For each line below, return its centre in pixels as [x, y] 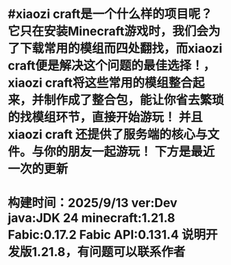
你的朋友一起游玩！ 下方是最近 [130, 152]
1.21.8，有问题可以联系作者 [109, 252]
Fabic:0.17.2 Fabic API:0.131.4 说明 [107, 235]
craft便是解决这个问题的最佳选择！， [112, 66]
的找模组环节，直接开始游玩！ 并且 [105, 117]
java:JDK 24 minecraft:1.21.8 [92, 218]
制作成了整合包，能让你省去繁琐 [134, 100]
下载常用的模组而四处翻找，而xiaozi [121, 49]
